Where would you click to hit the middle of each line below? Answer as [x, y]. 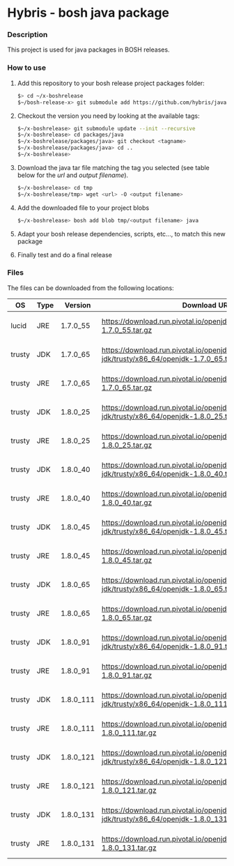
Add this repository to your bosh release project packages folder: [111, 83]
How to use [27, 68]
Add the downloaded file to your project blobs [83, 208]
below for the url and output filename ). [73, 175]
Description [28, 35]
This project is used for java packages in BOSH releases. [88, 50]
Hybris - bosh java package [88, 13]
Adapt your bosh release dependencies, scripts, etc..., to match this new [121, 234]
